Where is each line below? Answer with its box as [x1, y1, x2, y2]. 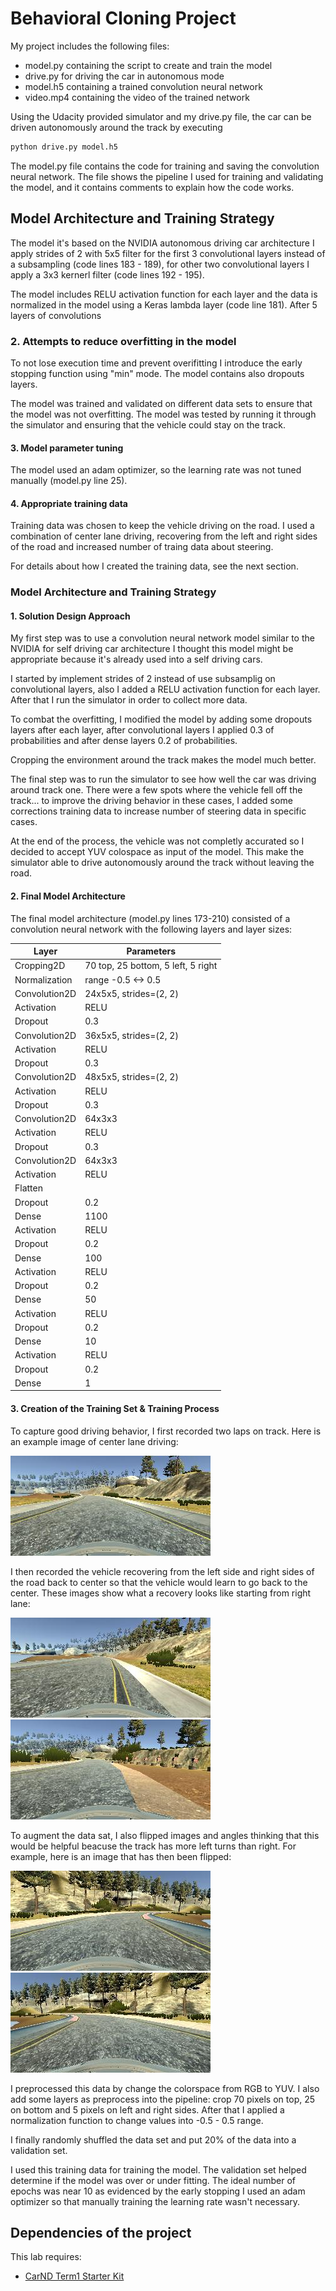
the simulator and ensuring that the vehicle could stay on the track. [10, 418, 287, 431]
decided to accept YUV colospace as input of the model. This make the [10, 846, 305, 858]
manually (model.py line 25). [10, 475, 128, 487]
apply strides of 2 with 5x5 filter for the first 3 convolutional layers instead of [10, 247, 326, 259]
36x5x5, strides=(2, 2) [84, 1029, 179, 1041]
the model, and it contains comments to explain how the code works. [10, 181, 295, 193]
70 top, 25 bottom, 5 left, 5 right [84, 960, 218, 972]
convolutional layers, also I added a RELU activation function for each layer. [10, 683, 321, 696]
